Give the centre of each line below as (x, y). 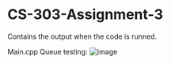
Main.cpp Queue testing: (47, 51)
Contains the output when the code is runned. (82, 36)
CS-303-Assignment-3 (85, 15)
